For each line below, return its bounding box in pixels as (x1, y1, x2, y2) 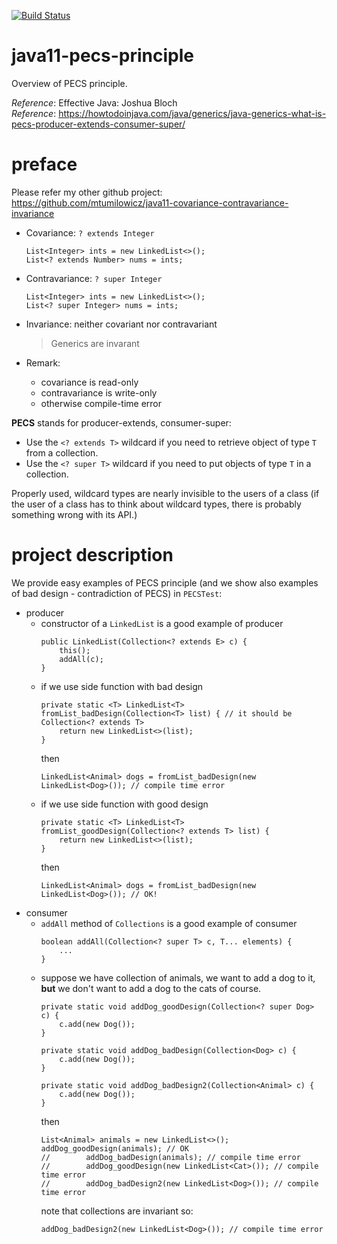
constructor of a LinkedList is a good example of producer (40, 617, 284, 629)
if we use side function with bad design (40, 680, 204, 692)
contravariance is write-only (40, 386, 158, 399)
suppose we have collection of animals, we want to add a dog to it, (40, 971, 316, 984)
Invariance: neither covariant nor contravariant (25, 318, 218, 330)
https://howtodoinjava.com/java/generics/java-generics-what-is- (58, 107, 327, 119)
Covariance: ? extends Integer (25, 226, 155, 239)
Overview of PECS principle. (11, 77, 128, 89)
